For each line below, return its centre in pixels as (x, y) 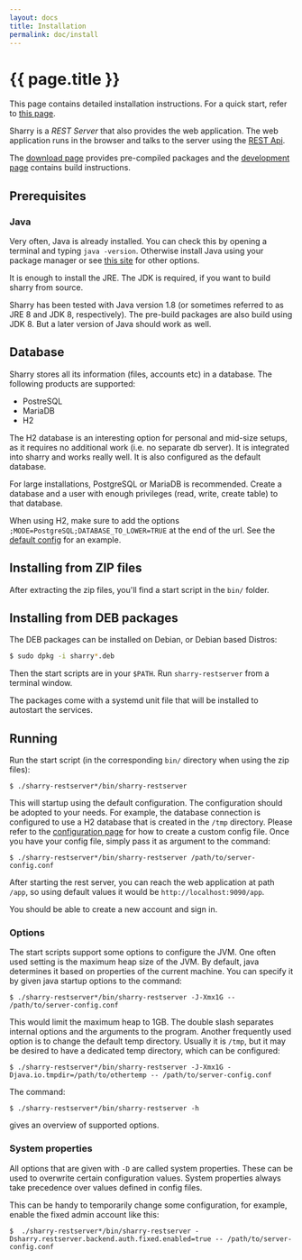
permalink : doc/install (54, 34)
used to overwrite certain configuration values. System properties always (145, 1178)
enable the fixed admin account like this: (84, 1214)
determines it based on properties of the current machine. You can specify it (151, 972)
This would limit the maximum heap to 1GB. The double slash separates (142, 1022)
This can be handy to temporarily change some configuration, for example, (148, 1205)
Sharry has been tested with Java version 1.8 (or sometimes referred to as (146, 305)
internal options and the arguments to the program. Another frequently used (151, 1032)
